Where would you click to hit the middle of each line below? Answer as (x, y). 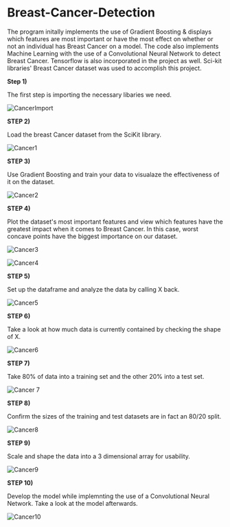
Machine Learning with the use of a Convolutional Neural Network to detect (114, 54)
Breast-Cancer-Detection (81, 13)
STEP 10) (20, 482)
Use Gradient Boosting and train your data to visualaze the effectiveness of (113, 174)
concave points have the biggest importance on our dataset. (92, 236)
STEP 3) (19, 161)
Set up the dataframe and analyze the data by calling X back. (93, 289)
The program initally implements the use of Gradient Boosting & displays (109, 32)
